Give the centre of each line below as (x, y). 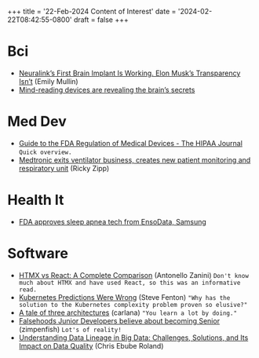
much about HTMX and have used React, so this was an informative (129, 283)
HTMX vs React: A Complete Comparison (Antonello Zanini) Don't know (133, 275)
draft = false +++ (101, 20)
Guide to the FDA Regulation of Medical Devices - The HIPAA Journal (130, 143)
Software (38, 254)
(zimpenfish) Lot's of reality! (70, 329)
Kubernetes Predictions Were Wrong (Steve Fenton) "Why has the (124, 297)
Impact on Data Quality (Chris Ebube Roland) (91, 345)
